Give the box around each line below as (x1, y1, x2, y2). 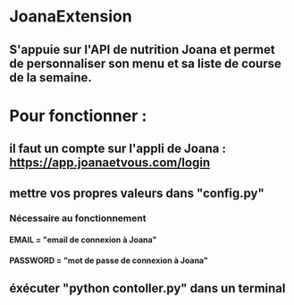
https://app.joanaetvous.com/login (9, 155, 211, 171)
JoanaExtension (9, 6, 132, 27)
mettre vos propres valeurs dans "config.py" (9, 185, 265, 200)
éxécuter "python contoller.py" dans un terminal (9, 281, 286, 296)
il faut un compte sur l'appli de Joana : (9, 141, 226, 157)
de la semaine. (9, 70, 92, 85)
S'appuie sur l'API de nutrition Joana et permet (9, 42, 275, 57)
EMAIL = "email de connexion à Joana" (9, 234, 157, 245)
